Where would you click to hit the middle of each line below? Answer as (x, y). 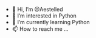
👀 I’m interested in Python (44, 16)
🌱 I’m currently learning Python (51, 22)
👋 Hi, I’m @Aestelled (37, 9)
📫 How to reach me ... (40, 29)
